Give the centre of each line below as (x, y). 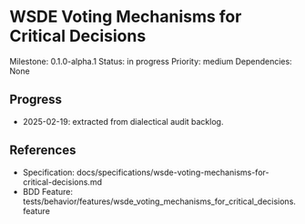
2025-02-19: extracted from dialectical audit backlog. (123, 121)
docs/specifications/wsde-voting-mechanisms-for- (173, 172)
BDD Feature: (48, 191)
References (43, 151)
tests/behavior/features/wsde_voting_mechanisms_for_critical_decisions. (159, 201)
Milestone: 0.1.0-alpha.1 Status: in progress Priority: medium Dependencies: (151, 61)
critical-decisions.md (62, 182)
